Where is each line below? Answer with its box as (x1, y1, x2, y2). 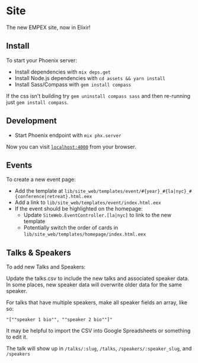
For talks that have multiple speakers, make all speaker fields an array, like (6, 299, 188, 306)
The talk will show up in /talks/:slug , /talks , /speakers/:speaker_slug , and (6, 345, 192, 352)
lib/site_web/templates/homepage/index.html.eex (23, 231, 146, 238)
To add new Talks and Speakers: (6, 263, 86, 270)
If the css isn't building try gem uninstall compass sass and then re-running (6, 92, 191, 99)
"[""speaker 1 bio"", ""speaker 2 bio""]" (6, 317, 113, 323)
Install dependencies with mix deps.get (14, 68, 111, 75)
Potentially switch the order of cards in (23, 224, 119, 231)
